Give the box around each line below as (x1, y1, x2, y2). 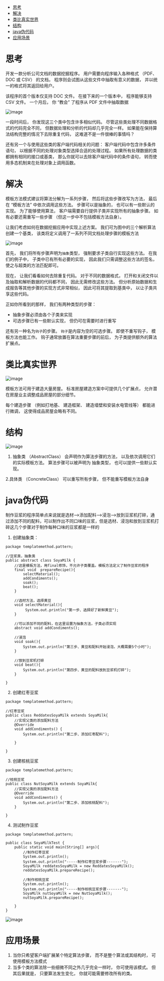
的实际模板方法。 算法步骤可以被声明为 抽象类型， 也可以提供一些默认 (12, 459, 153, 465)
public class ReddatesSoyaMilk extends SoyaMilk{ (5, 713, 109, 717)
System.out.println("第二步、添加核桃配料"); (23, 800, 109, 805)
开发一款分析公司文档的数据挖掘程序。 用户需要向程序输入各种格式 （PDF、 (5, 70, 157, 76)
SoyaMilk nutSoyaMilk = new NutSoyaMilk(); (23, 891, 112, 896)
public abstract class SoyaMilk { (5, 558, 76, 563)
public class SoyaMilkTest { (5, 840, 65, 845)
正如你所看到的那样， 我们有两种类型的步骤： (5, 301, 96, 307)
